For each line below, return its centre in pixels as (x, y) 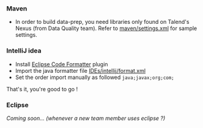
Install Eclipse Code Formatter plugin (61, 64)
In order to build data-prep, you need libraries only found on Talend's (102, 22)
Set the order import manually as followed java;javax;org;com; (94, 77)
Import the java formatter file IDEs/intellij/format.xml (80, 70)
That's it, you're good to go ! (42, 89)
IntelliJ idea (24, 51)
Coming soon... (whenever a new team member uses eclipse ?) (86, 118)
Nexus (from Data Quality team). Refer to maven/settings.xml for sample (106, 28)
